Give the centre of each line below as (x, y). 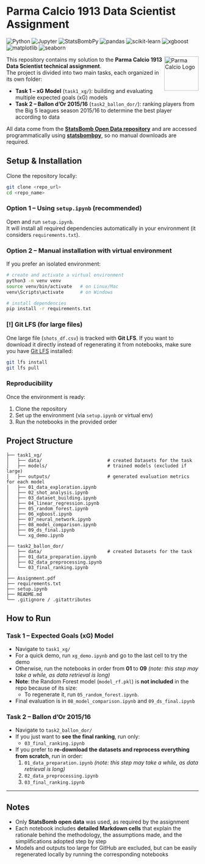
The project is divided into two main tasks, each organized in (83, 72)
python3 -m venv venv (34, 281)
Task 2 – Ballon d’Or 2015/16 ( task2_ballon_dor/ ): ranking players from (105, 104)
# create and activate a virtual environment (65, 275)
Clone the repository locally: (42, 176)
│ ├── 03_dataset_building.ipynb (52, 498)
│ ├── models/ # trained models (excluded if (97, 466)
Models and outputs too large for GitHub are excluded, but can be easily (106, 848)
